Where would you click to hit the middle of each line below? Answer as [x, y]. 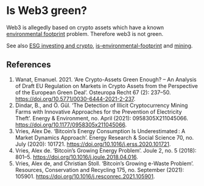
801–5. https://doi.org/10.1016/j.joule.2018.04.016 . [76, 157]
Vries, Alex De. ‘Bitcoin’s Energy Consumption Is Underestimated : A [100, 131]
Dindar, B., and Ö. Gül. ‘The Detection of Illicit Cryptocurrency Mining [101, 105]
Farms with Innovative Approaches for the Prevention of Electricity [98, 112]
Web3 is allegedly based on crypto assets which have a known [85, 27]
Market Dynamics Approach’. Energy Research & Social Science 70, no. [104, 137]
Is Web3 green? [47, 11]
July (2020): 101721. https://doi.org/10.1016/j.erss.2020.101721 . [93, 144]
